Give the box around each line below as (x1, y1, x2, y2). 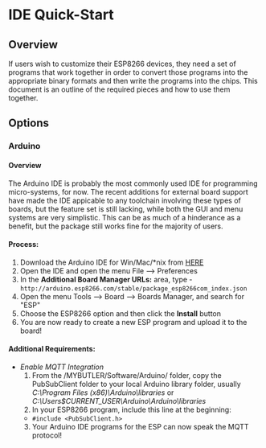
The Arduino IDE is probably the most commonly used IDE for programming (8, 179, 259, 188)
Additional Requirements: (8, 344, 96, 354)
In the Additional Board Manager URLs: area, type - (19, 274, 193, 284)
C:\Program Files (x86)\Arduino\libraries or (31, 388, 174, 397)
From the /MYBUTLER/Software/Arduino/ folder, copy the (31, 370, 223, 380)
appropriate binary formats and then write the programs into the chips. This (8, 76, 259, 85)
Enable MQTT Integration (19, 362, 104, 372)
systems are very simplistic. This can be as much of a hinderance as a (8, 212, 241, 222)
